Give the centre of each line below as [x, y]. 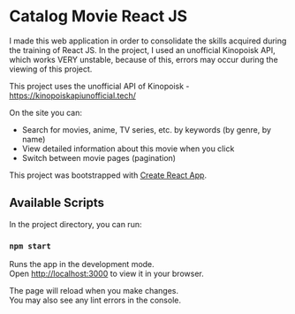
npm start [30, 246]
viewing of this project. [51, 69]
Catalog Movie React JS [98, 16]
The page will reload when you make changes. [94, 291]
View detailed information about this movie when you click [128, 149]
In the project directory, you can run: [76, 224]
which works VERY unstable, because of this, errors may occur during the [144, 59]
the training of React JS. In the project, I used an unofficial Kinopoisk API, [142, 50]
